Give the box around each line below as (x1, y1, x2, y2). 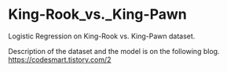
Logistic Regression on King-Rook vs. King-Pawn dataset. (8, 31, 196, 41)
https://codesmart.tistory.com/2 (8, 55, 112, 64)
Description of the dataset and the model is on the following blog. (8, 46, 220, 56)
